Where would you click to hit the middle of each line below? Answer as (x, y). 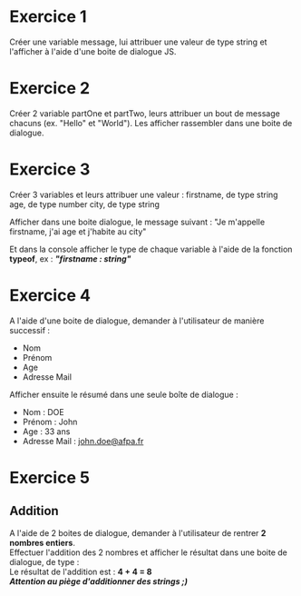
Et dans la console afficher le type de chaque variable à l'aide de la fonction (151, 249)
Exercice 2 (50, 89)
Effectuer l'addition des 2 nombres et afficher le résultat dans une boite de (149, 552)
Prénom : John (50, 422)
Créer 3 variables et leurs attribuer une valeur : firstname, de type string (144, 194)
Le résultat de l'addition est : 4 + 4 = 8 (81, 571)
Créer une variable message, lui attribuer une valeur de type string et (138, 42)
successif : (30, 330)
